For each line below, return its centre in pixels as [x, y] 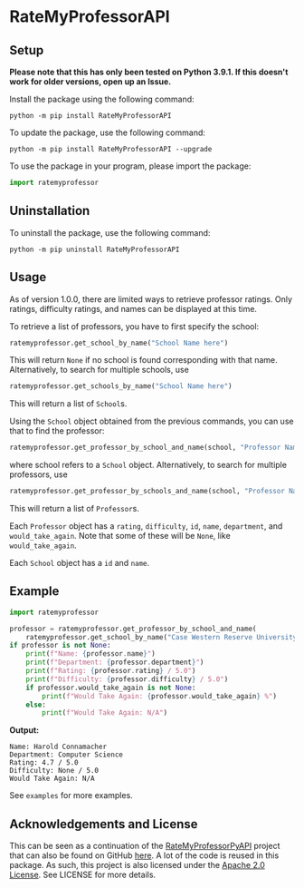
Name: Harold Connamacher [58, 747]
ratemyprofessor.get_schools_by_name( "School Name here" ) [121, 386]
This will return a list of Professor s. [75, 508]
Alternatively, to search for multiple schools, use [100, 370]
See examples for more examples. [71, 795]
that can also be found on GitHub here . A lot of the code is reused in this [144, 855]
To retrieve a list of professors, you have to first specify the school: [134, 326]
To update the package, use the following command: [108, 132]
